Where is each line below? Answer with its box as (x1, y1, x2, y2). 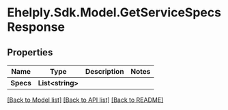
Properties (7, 46, 53, 58)
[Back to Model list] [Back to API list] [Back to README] (7, 96, 164, 104)
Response (7, 19, 66, 35)
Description (85, 67, 124, 76)
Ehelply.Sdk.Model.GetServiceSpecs (7, 5, 222, 20)
